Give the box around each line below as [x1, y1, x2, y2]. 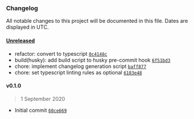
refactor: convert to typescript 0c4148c [14, 50, 107, 57]
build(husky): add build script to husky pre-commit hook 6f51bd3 [14, 56, 171, 63]
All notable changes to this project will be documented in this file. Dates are [6, 18, 189, 25]
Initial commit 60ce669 [14, 107, 67, 114]
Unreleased [6, 37, 35, 44]
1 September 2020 [20, 95, 66, 102]
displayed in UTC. [6, 23, 49, 30]
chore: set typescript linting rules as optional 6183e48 [14, 69, 142, 76]
